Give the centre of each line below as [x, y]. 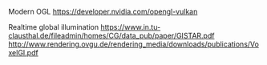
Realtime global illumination [54, 27]
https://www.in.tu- [130, 27]
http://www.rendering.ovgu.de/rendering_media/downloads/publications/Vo [133, 44]
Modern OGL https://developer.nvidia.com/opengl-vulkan [103, 12]
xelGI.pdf [23, 53]
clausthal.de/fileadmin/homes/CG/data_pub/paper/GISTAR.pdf [111, 36]
